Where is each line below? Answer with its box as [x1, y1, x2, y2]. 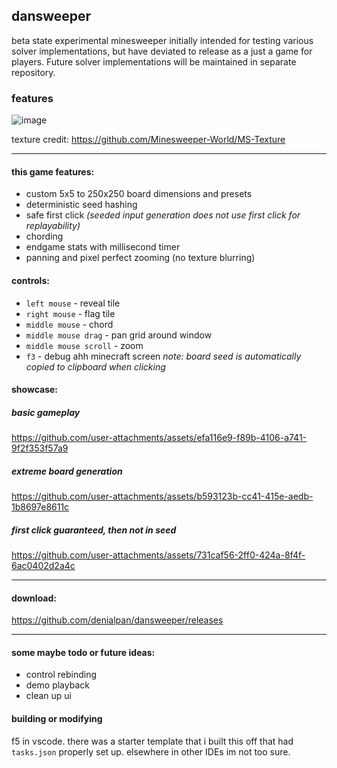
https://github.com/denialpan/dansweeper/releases [11, 614, 224, 626]
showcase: [11, 384, 59, 396]
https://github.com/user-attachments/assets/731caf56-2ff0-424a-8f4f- [11, 549, 306, 561]
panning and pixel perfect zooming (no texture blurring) [25, 252, 256, 264]
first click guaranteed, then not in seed [11, 524, 177, 536]
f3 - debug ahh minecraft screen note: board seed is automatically [25, 350, 302, 362]
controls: [11, 274, 50, 286]
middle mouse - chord [25, 318, 114, 330]
